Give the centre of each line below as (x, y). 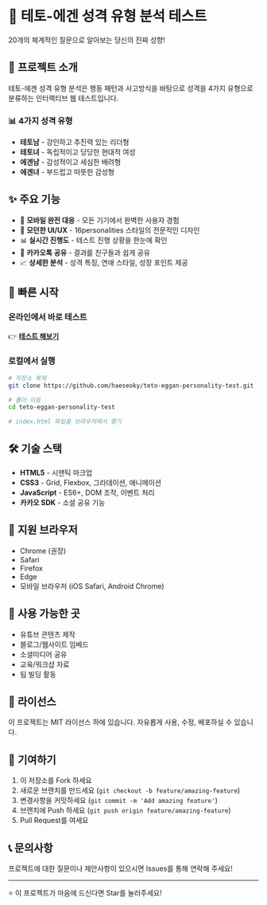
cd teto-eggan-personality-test (62, 407)
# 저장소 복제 (27, 378)
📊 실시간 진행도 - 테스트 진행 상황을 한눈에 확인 (93, 240)
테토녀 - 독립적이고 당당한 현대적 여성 (78, 152)
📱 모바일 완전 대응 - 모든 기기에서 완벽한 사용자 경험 (100, 220)
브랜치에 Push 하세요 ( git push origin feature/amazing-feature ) (126, 810)
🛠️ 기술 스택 (35, 448)
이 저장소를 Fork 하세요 (56, 781)
